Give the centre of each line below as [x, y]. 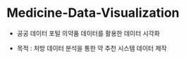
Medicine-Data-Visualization [93, 13]
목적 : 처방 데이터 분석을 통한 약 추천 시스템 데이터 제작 [92, 48]
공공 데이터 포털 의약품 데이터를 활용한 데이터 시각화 [88, 33]
